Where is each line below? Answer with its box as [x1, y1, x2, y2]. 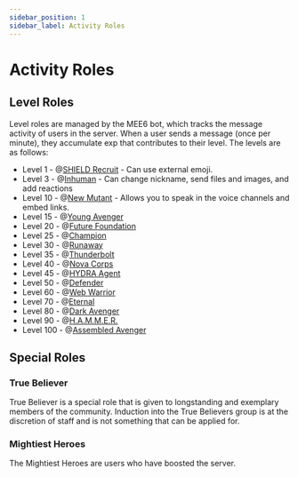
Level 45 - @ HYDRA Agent [21, 267, 121, 278]
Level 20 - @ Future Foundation [21, 220, 136, 231]
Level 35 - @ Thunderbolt [21, 249, 115, 259]
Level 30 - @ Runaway [21, 239, 104, 250]
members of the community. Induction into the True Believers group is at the [9, 406, 289, 417]
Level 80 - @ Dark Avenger [21, 306, 120, 316]
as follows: [9, 147, 49, 157]
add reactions [21, 183, 73, 194]
